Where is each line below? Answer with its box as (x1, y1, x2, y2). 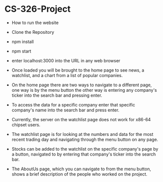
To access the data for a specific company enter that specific (11, 102, 135, 107)
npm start (11, 48, 31, 54)
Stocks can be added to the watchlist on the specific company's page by (11, 146, 159, 152)
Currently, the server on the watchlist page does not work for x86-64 (11, 116, 151, 122)
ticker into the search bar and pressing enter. (11, 92, 102, 98)
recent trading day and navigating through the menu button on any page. (11, 136, 158, 142)
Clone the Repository (11, 29, 55, 35)
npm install (11, 38, 34, 45)
